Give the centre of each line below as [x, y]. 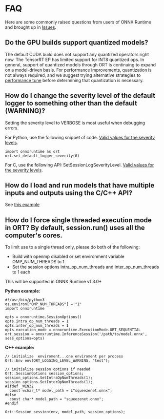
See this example [22, 205]
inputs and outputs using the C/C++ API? [69, 193]
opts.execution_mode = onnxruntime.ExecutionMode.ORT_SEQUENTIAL [73, 330]
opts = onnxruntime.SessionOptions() [43, 317]
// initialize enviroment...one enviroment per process [64, 356]
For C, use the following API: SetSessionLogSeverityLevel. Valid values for [80, 165]
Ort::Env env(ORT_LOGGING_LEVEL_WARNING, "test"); [58, 361]
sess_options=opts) [25, 338]
